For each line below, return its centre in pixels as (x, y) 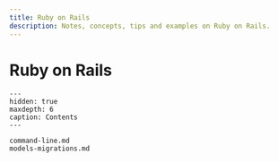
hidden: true (34, 102)
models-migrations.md (50, 149)
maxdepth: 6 (31, 110)
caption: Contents (43, 117)
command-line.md (39, 141)
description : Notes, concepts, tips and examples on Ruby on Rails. (140, 26)
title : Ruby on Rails (50, 17)
